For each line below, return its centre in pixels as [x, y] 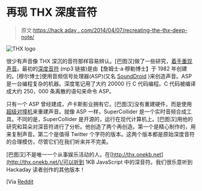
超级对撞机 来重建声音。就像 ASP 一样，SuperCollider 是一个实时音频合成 [96, 111]
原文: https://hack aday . [50, 30]
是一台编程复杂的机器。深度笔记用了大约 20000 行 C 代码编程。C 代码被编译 [101, 83]
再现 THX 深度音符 [52, 12]
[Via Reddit [20, 181]
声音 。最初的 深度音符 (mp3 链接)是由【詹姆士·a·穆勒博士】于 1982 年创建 [97, 68]
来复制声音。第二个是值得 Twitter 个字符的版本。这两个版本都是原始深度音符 [101, 134]
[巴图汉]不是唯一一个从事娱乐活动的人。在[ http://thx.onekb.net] [85, 154]
